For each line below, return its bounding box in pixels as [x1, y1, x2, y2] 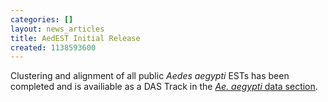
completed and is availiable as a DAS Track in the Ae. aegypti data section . [10, 81, 318, 93]
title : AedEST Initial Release [10, 33, 141, 43]
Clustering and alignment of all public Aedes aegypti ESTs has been [10, 70, 290, 82]
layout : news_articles [10, 24, 105, 34]
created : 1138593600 [10, 42, 97, 53]
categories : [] [10, 14, 74, 25]
